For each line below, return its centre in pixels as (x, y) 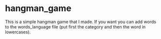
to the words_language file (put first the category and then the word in (75, 26)
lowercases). (18, 32)
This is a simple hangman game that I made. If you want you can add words (81, 22)
